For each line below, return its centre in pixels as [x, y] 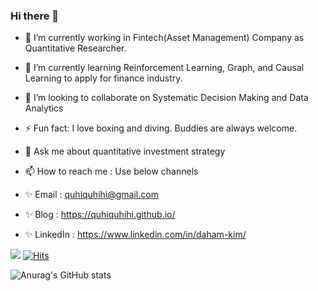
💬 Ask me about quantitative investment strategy [125, 151]
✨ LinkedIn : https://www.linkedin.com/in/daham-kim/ [135, 235]
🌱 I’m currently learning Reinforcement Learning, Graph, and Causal [164, 68]
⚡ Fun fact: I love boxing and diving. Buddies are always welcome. [161, 128]
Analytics [44, 108]
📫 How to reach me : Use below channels [111, 171]
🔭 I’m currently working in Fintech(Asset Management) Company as [164, 38]
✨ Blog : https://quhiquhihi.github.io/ [100, 215]
